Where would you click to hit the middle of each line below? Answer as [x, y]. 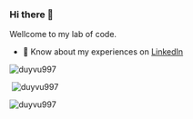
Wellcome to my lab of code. [63, 35]
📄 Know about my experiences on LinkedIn [103, 52]
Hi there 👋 [32, 15]
